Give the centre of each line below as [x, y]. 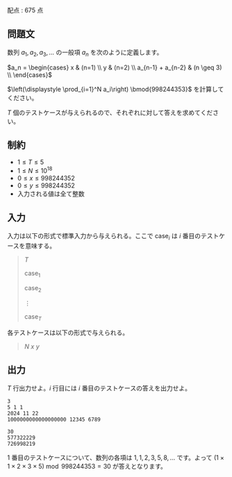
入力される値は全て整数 [51, 194]
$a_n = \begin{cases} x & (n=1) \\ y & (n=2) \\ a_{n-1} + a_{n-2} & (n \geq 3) [115, 67]
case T [33, 318]
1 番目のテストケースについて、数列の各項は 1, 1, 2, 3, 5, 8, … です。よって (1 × [116, 458]
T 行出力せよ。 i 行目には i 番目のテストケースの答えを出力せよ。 [99, 388]
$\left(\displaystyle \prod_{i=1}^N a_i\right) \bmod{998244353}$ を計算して [116, 89]
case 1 [32, 274]
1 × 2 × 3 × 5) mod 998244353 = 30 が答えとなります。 [87, 466]
